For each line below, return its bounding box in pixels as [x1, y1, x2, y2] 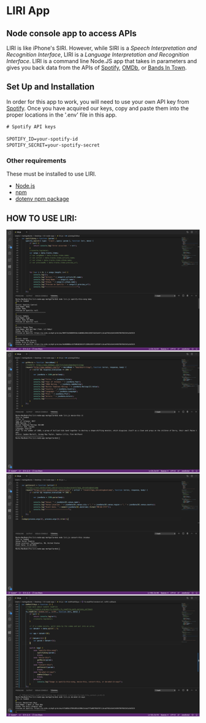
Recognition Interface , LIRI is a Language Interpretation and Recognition [6, 51, 189, 58]
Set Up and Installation [6, 82, 95, 92]
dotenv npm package [15, 195, 69, 203]
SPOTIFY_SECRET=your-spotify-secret [6, 142, 100, 148]
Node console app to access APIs [6, 28, 137, 39]
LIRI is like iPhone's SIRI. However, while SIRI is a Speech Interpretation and [6, 44, 197, 52]
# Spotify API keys [6, 123, 56, 130]
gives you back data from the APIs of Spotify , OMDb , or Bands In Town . [6, 64, 187, 71]
